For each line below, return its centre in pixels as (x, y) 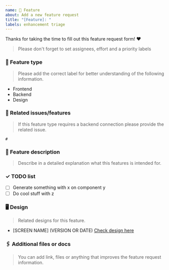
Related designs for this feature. (51, 220)
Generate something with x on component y (59, 187)
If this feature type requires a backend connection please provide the (91, 124)
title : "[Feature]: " (28, 20)
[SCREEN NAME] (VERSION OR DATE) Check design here (73, 230)
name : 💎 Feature (23, 10)
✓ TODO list (20, 177)
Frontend (22, 89)
